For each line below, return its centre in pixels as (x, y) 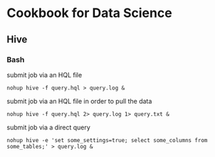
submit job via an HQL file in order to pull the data (79, 101)
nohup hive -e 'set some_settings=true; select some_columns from (107, 140)
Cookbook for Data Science (89, 13)
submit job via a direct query (48, 127)
